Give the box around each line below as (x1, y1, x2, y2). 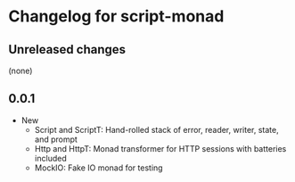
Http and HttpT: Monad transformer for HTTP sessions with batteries (34, 143, 287, 153)
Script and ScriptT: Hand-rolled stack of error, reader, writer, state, (34, 124, 279, 135)
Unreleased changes (8, 42, 127, 57)
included (34, 153, 68, 163)
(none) (8, 65, 33, 76)
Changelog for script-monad (8, 6, 225, 27)
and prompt (34, 134, 78, 145)
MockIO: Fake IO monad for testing (34, 162, 163, 173)
